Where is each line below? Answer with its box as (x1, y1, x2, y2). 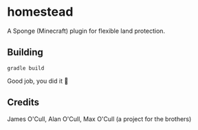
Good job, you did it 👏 (7, 77, 69, 85)
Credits (7, 96, 40, 108)
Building (7, 47, 43, 58)
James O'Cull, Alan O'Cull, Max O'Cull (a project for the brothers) (7, 114, 192, 123)
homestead (7, 4, 74, 20)
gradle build (7, 64, 45, 72)
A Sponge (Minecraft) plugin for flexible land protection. (7, 27, 166, 35)
